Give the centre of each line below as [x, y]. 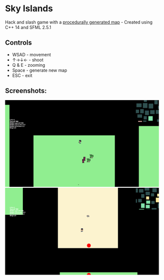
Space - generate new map [40, 70]
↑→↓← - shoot [28, 60]
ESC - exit [22, 75]
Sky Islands [29, 9]
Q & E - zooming [29, 65]
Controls [19, 43]
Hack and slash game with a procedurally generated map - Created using [79, 22]
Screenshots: [26, 91]
